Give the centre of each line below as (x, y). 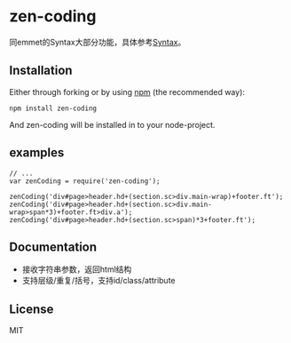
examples (37, 153)
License (31, 309)
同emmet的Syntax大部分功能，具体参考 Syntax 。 (98, 42)
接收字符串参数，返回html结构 (77, 269)
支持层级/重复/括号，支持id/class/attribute (98, 281)
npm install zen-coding (53, 108)
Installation (41, 71)
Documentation (53, 247)
